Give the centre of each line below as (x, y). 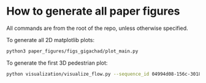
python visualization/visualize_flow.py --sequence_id (78, 74)
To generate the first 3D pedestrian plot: (57, 63)
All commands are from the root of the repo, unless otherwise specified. (97, 28)
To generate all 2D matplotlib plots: (51, 40)
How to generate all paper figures (93, 11)
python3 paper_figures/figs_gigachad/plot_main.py (72, 51)
